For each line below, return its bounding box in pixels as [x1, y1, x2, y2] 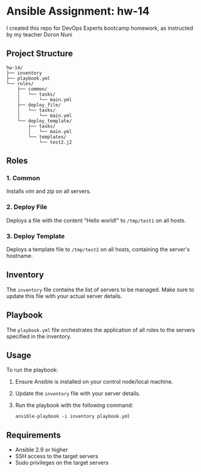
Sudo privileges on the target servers [15, 459, 109, 467]
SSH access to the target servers [15, 453, 99, 460]
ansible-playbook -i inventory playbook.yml [15, 414, 130, 420]
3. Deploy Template [6, 232, 65, 240]
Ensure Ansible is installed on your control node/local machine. [15, 378, 174, 386]
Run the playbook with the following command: [15, 401, 133, 409]
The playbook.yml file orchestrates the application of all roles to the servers [6, 326, 196, 333]
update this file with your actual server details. [6, 292, 122, 299]
